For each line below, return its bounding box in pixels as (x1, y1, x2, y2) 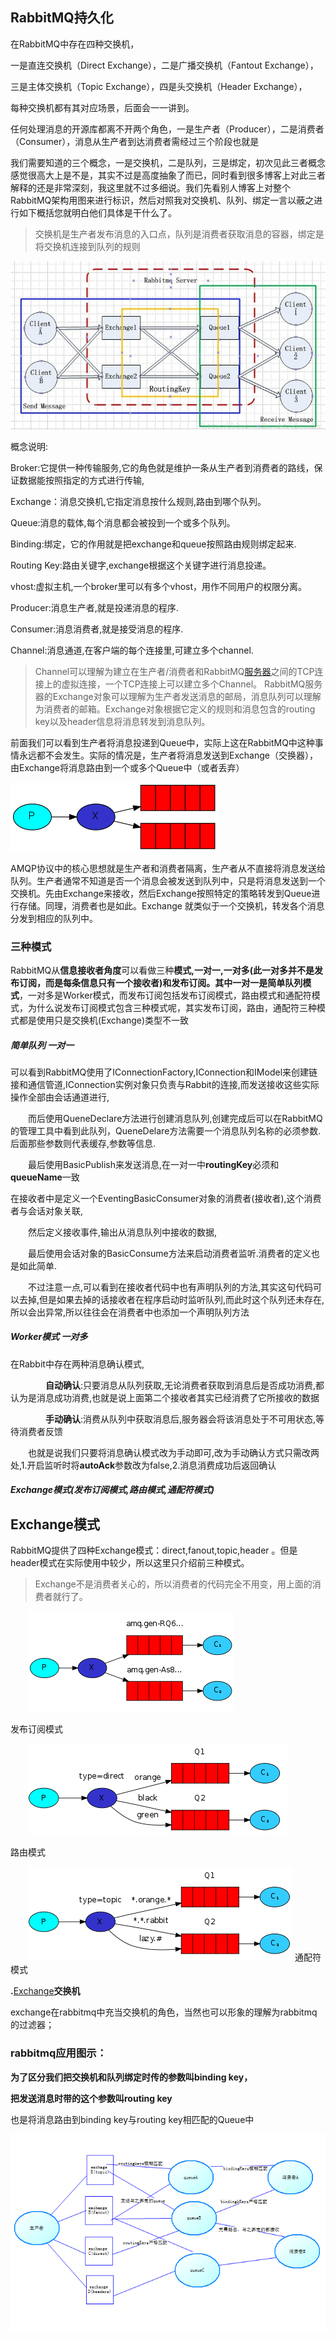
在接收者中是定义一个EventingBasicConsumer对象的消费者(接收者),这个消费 (10, 1192, 322, 1204)
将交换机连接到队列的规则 (34, 240, 141, 252)
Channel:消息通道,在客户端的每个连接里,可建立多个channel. (10, 644, 254, 656)
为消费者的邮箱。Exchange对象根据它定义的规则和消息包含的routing (34, 703, 316, 715)
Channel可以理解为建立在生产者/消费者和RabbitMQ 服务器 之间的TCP (34, 665, 315, 677)
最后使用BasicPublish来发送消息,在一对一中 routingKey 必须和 (27, 1158, 280, 1170)
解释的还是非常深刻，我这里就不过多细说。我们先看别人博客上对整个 (10, 181, 291, 193)
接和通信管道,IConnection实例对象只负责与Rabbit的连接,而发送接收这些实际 (10, 1078, 320, 1090)
